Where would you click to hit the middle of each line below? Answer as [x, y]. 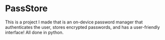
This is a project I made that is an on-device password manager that [74, 22]
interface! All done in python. [34, 32]
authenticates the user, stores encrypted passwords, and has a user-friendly [82, 27]
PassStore [27, 9]
